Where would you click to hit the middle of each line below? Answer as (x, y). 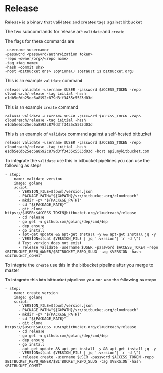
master (12, 270)
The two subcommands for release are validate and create (65, 31)
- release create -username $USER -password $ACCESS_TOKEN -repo (86, 357)
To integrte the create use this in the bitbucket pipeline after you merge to (79, 265)
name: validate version (38, 179)
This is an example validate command (44, 80)
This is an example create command (42, 107)
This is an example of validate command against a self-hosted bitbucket (78, 134)
